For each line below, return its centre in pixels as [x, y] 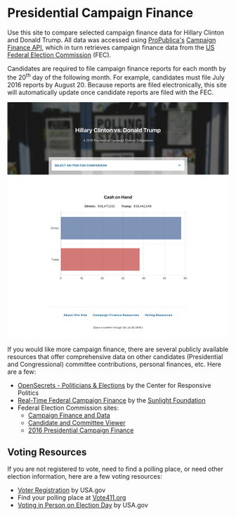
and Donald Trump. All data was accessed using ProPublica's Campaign [112, 39]
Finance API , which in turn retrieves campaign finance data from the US [111, 47]
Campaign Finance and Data [69, 415]
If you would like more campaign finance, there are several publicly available [118, 349]
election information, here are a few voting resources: [85, 477]
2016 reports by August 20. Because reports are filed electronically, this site [117, 84]
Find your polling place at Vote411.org [72, 498]
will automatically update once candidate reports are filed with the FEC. [111, 92]
